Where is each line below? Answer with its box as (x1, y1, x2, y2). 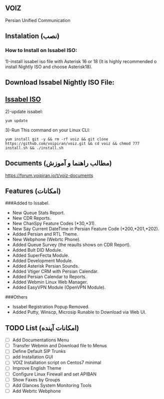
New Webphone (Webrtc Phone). (12, 237, 81, 243)
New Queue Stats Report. (12, 210, 65, 216)
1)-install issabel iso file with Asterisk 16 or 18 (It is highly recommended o (5, 58, 157, 64)
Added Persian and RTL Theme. (12, 231, 78, 237)
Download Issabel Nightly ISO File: (5, 78, 115, 87)
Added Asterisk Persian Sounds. (12, 263, 79, 269)
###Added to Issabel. (5, 200, 50, 206)
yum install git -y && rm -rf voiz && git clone (5, 136, 108, 142)
